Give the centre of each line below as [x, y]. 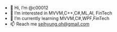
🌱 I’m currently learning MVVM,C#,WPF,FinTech [60, 18]
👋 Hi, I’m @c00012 [29, 8]
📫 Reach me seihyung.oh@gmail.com [50, 24]
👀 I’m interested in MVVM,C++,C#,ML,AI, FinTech [61, 13]
